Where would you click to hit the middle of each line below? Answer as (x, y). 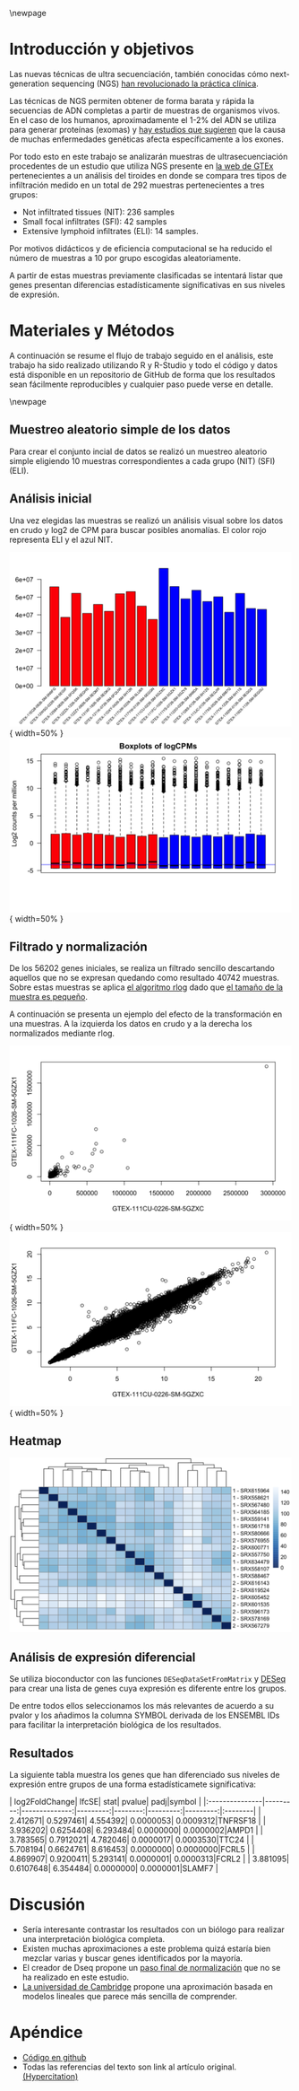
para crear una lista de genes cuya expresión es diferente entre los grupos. (148, 1689)
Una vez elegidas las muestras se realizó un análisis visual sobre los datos (146, 521)
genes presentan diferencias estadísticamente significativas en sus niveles (147, 284)
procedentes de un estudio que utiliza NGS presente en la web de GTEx (141, 166)
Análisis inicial (51, 499)
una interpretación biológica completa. (94, 1939)
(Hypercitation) (50, 2076)
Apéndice (46, 2033)
